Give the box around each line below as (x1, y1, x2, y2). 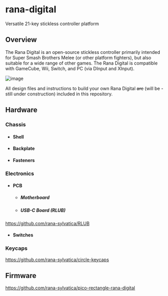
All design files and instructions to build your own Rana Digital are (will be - (5, 85, 164, 91)
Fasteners (12, 157, 35, 163)
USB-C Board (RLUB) (20, 207, 66, 213)
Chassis (5, 121, 26, 128)
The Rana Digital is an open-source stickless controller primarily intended (5, 49, 160, 55)
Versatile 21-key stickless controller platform (5, 21, 99, 27)
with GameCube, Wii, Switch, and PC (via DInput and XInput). (5, 65, 135, 71)
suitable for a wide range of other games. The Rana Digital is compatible (5, 60, 158, 66)
